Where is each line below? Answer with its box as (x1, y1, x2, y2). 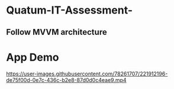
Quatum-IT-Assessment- (6, 4, 133, 17)
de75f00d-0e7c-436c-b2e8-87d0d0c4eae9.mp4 (6, 76, 127, 83)
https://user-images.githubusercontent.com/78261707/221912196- (6, 70, 168, 77)
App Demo (6, 51, 59, 64)
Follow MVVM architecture (6, 27, 108, 37)
